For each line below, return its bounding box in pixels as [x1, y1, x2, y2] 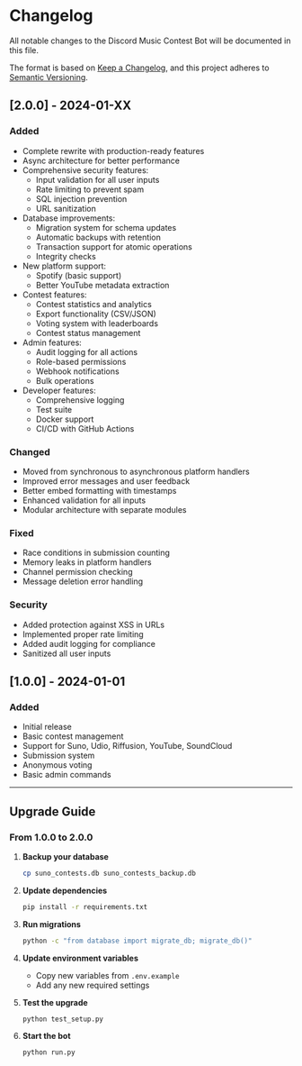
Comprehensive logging [35, 394, 125, 405]
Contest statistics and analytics [35, 298, 153, 309]
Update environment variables [22, 952, 139, 963]
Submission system [22, 750, 95, 761]
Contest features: [22, 289, 87, 300]
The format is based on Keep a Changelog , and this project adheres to [9, 62, 270, 73]
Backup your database [22, 851, 110, 861]
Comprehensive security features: [22, 164, 149, 176]
